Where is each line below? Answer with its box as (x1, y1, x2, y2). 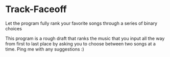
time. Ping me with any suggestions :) (5, 46, 84, 52)
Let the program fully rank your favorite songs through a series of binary (5, 20, 157, 26)
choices (5, 25, 22, 31)
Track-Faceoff (5, 4, 67, 15)
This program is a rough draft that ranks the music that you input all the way (5, 35, 165, 41)
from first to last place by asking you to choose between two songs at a (5, 40, 156, 46)
